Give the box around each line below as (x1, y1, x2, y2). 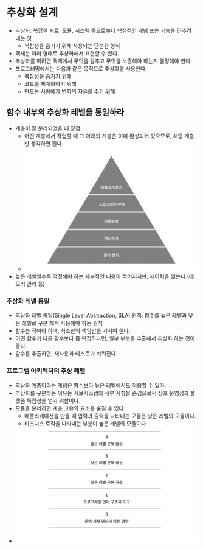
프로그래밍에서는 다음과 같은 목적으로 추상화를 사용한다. (15, 65, 147, 72)
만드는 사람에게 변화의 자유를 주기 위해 (24, 88, 115, 95)
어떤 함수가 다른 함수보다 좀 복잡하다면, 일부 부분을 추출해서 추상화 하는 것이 (15, 335, 196, 342)
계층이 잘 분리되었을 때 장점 (15, 124, 81, 131)
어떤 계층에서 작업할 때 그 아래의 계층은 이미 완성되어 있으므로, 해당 (24, 132, 184, 139)
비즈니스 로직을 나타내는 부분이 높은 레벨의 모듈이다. (24, 419, 148, 427)
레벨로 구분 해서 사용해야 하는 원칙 (21, 320, 103, 327)
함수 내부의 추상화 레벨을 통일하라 (6, 107, 125, 117)
